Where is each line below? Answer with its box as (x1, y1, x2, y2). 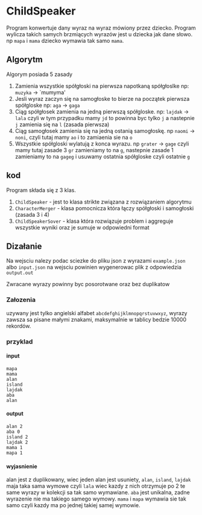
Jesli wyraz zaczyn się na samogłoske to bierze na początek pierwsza (14, 95, 190, 102)
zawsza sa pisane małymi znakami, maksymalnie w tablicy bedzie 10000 (6, 316, 187, 323)
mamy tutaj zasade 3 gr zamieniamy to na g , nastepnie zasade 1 (14, 146, 174, 153)
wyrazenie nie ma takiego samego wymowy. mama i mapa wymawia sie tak (6, 495, 187, 502)
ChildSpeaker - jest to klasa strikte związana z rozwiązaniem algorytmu (14, 198, 192, 205)
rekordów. (6, 322, 31, 330)
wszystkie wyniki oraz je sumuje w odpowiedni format (14, 223, 150, 231)
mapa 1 (6, 450, 23, 456)
